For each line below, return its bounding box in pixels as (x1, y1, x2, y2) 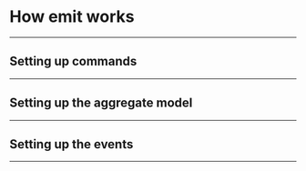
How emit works (9, 6, 135, 27)
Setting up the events (9, 136, 134, 152)
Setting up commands (9, 54, 138, 69)
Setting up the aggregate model (9, 96, 193, 111)
